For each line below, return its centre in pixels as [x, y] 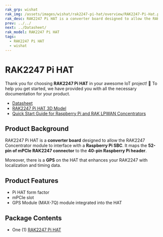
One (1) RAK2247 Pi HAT [37, 230]
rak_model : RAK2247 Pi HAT [32, 32]
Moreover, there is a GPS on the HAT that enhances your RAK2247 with [76, 160]
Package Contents [33, 218]
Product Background [37, 129]
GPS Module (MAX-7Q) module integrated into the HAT [67, 203]
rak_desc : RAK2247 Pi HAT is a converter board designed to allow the [78, 18]
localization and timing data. [33, 165]
